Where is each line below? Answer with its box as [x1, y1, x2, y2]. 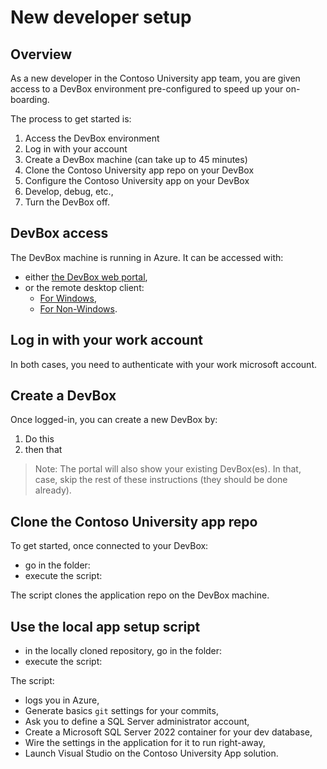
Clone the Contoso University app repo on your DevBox [24, 164, 255, 176]
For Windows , [39, 292, 97, 304]
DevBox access [10, 225, 109, 242]
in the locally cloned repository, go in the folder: [24, 645, 223, 657]
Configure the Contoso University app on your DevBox [24, 175, 250, 186]
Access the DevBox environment [24, 132, 160, 144]
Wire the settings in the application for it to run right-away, [24, 737, 266, 749]
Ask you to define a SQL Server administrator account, [24, 716, 250, 728]
